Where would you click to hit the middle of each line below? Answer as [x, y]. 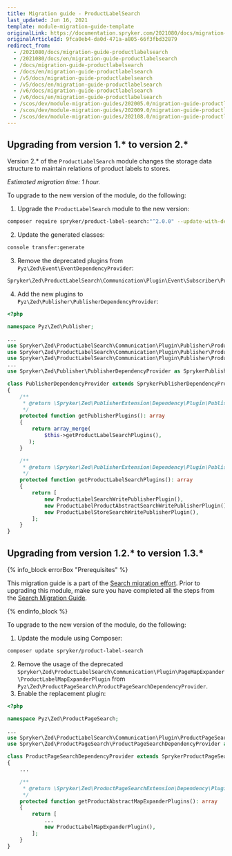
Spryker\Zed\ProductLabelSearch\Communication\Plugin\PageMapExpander [121, 672]
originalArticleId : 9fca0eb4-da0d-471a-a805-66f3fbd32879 [92, 39]
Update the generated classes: [61, 235]
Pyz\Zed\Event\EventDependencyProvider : [75, 268]
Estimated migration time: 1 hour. [54, 182]
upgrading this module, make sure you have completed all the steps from [111, 590]
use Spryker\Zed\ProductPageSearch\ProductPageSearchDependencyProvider [114, 744]
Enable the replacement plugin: [61, 693]
